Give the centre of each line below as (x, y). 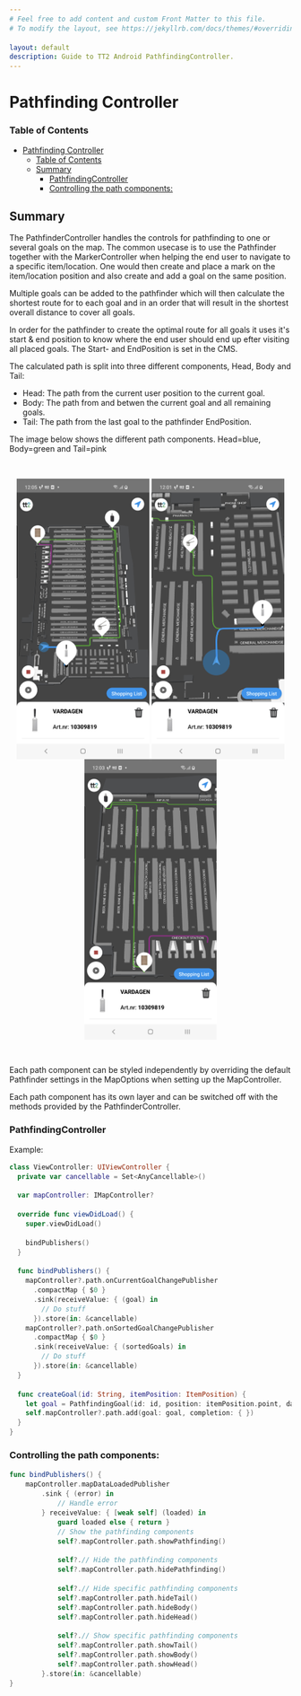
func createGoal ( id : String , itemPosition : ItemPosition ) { (132, 1394)
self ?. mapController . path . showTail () (128, 1646)
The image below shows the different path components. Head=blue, (135, 439)
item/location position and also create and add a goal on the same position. (148, 276)
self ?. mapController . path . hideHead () (128, 1617)
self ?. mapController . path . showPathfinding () (142, 1541)
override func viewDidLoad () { (76, 1215)
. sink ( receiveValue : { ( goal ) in (95, 1299)
